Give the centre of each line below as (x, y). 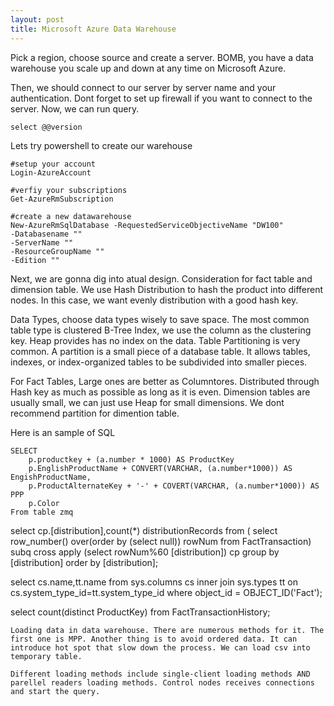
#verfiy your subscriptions (69, 190)
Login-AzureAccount (51, 172)
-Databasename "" (46, 234)
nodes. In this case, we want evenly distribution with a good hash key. (154, 300)
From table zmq (42, 512)
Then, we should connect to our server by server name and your (143, 87)
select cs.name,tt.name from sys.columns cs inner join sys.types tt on (154, 582)
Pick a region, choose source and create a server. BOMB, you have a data (162, 57)
